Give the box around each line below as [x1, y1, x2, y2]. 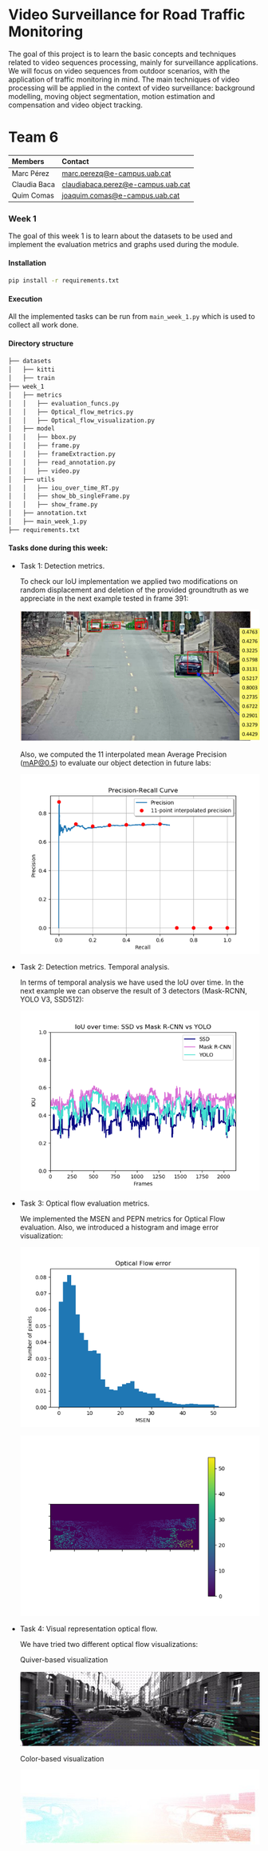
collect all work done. [8, 320, 79, 330]
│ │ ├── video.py [8, 466, 81, 475]
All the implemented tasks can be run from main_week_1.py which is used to [8, 312, 255, 322]
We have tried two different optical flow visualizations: [19, 1639, 199, 1649]
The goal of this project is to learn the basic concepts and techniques [8, 49, 237, 58]
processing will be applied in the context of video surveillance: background [8, 82, 255, 93]
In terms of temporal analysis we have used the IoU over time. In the [19, 977, 244, 987]
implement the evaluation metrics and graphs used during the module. [8, 239, 239, 249]
